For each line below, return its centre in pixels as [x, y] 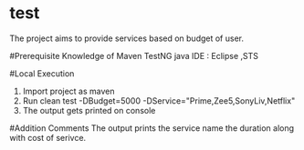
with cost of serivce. [48, 137]
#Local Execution [42, 73]
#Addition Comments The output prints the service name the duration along [152, 128]
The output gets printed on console [89, 110]
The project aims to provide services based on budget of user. [127, 38]
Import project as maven [69, 91]
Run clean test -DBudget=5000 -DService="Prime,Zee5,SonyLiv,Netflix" [159, 100]
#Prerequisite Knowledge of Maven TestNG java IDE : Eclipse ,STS [134, 55]
